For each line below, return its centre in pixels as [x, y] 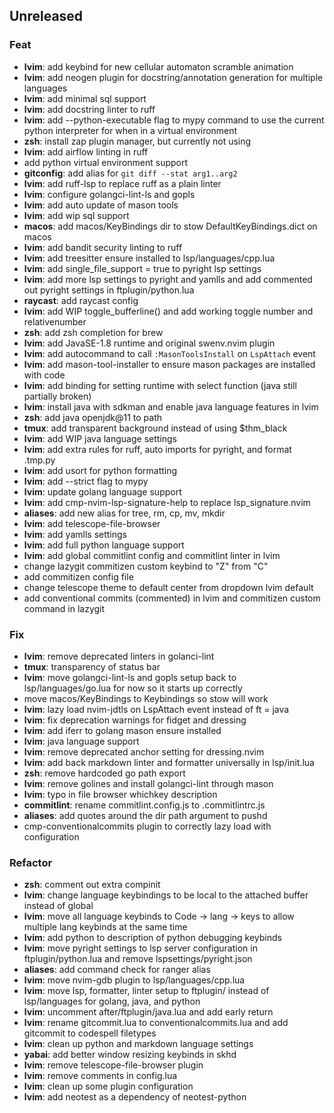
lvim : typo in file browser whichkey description [120, 794]
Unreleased [46, 16]
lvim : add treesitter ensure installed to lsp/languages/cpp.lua [149, 258]
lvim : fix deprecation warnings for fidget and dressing [135, 720]
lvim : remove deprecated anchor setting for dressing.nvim [144, 751]
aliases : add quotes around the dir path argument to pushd [145, 815]
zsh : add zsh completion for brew [93, 332]
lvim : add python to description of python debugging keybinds [152, 938]
